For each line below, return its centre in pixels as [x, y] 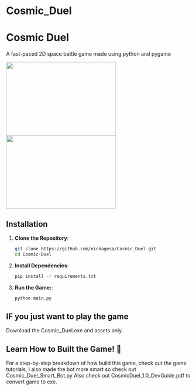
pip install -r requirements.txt [55, 276]
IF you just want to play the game [67, 316]
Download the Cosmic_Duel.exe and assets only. [65, 331]
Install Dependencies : [42, 266]
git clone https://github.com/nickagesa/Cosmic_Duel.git [85, 249]
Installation [27, 224]
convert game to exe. [32, 382]
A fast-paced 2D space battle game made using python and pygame [89, 54]
